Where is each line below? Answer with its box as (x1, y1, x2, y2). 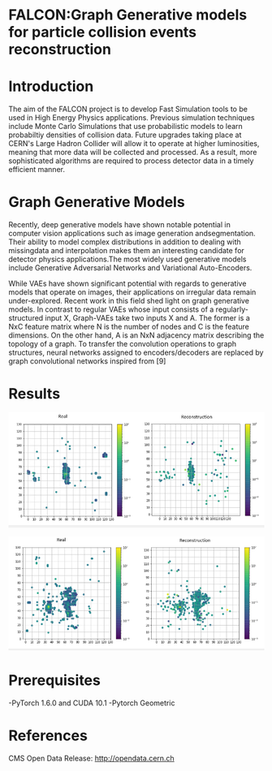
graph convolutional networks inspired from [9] (8, 356, 166, 366)
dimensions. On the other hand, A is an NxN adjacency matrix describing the (8, 330, 265, 340)
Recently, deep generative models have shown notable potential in (8, 220, 231, 230)
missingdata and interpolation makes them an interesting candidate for (8, 246, 245, 256)
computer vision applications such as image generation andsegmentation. (8, 229, 256, 239)
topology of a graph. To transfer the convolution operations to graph (8, 339, 237, 349)
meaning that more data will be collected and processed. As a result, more (8, 148, 257, 157)
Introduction (8, 77, 94, 96)
